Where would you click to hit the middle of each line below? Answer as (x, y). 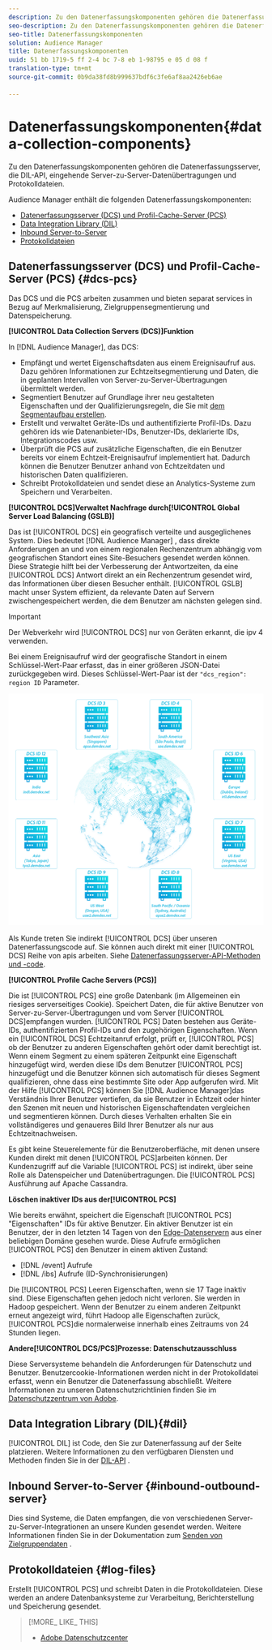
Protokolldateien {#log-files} (82, 1569)
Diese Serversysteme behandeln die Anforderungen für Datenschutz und (130, 1364)
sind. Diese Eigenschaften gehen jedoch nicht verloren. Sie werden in (124, 1298)
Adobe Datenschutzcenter (84, 1638)
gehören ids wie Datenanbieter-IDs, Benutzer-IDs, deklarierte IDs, (130, 432)
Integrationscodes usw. (59, 440)
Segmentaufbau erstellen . (63, 414)
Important (25, 617)
